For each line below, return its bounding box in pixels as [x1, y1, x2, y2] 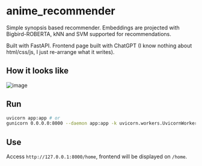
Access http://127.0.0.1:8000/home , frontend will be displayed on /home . [6, 153, 188, 160]
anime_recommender [6, 4, 115, 18]
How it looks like [6, 66, 69, 76]
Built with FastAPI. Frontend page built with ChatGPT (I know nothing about [6, 42, 192, 49]
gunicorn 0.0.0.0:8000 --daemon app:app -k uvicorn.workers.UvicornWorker [6, 120, 198, 126]
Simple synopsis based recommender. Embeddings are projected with [6, 24, 180, 31]
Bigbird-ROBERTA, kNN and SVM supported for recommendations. [6, 30, 171, 37]
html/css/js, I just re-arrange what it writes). [6, 48, 115, 55]
